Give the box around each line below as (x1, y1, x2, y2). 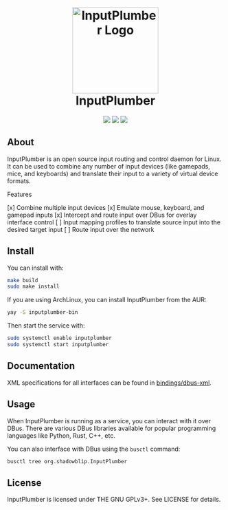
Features (7, 190, 32, 198)
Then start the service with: (7, 321, 85, 330)
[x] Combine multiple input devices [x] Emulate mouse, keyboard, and (7, 203, 205, 211)
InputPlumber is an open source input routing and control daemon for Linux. (7, 155, 222, 163)
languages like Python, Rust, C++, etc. (7, 431, 115, 440)
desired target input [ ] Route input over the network (7, 225, 155, 233)
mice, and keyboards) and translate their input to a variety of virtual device (7, 169, 218, 178)
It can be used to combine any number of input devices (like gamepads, (7, 162, 211, 170)
